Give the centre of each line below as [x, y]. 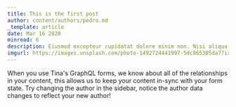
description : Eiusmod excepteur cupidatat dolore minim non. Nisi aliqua [118, 46]
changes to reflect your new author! [59, 95]
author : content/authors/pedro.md [58, 20]
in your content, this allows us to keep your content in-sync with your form [115, 80]
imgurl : [19, 53]
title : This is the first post [53, 14]
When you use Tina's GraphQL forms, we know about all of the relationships [118, 73]
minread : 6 [23, 40]
